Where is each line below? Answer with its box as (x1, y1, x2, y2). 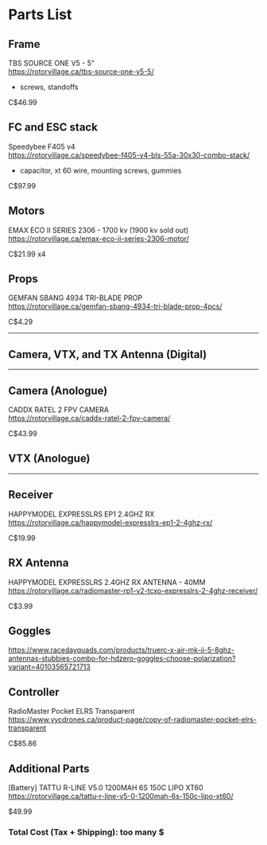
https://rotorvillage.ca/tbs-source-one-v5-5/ (8, 67, 154, 76)
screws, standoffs (19, 82, 79, 92)
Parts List (8, 6, 72, 24)
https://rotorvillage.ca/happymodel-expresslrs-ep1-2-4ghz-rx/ (8, 517, 213, 527)
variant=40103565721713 (8, 662, 91, 672)
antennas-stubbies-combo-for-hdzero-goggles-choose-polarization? (8, 654, 236, 664)
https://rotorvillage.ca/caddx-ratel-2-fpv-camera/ (8, 414, 171, 423)
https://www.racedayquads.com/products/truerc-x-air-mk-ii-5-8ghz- (8, 645, 235, 655)
